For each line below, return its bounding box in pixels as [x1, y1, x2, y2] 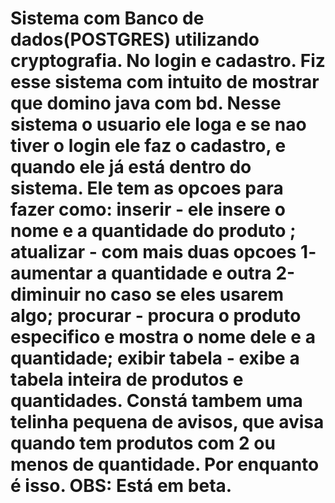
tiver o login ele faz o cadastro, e [10, 135, 287, 157]
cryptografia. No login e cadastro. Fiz [10, 50, 326, 72]
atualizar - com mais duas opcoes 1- [10, 241, 317, 264]
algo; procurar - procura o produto [10, 305, 302, 327]
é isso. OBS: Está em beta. [10, 475, 233, 497]
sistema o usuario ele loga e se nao [10, 113, 307, 136]
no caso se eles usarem [84, 283, 285, 306]
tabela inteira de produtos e [10, 368, 244, 391]
